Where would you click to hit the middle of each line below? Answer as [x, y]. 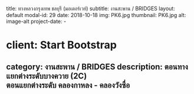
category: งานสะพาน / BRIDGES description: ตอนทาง [97, 67]
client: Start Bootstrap [61, 45]
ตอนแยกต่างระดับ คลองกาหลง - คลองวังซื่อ [68, 85]
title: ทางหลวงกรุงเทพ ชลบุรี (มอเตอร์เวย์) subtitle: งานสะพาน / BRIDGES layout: [91, 9]
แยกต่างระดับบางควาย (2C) [47, 76]
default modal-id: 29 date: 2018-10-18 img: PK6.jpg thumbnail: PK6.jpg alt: [96, 15]
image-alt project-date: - [36, 21]
